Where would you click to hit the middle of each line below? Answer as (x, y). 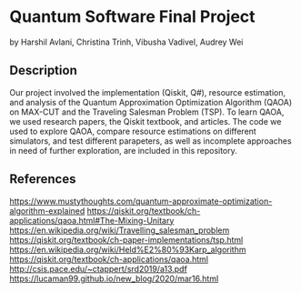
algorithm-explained (47, 210)
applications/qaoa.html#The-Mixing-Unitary (92, 220)
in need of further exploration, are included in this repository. (124, 150)
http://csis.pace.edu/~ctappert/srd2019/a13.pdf (99, 268)
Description (43, 71)
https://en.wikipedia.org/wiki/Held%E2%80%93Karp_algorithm (128, 249)
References (43, 179)
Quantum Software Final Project (133, 17)
